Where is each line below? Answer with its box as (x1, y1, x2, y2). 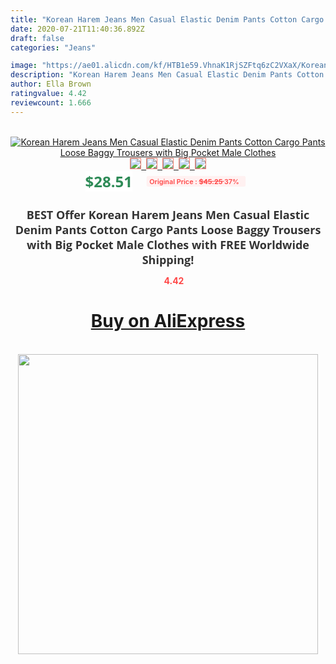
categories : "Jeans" (10, 42, 97, 53)
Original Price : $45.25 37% (149, 176, 240, 186)
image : (10, 61, 38, 71)
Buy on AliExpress (90, 310, 246, 333)
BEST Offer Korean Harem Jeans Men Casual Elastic (26, 206, 310, 223)
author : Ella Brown (10, 79, 92, 90)
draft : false (10, 33, 65, 43)
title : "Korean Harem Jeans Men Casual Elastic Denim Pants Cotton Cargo (10, 14, 325, 25)
